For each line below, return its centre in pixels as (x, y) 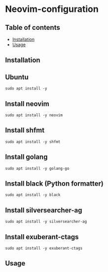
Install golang (26, 157)
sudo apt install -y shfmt (33, 142)
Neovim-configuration (52, 9)
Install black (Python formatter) (54, 184)
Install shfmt (25, 130)
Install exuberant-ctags (42, 237)
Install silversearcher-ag (44, 210)
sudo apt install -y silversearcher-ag (46, 222)
